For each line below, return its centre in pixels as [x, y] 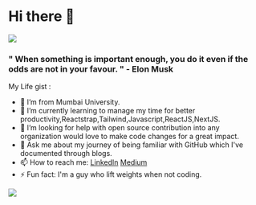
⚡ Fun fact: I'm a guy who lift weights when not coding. [111, 174]
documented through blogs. [66, 154]
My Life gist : [30, 87]
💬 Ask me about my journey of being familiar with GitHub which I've [132, 145]
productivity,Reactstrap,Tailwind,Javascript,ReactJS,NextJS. [120, 119]
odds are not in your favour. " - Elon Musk [91, 69]
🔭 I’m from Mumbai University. [70, 102]
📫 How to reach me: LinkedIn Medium [83, 162]
